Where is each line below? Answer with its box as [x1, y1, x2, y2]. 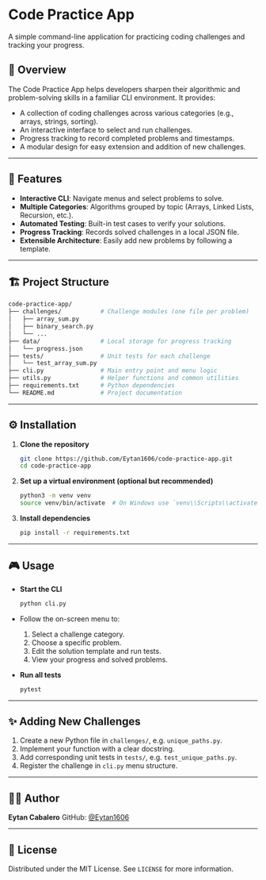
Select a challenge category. [31, 629, 125, 639]
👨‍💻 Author [8, 791, 60, 805]
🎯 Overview [8, 63, 66, 77]
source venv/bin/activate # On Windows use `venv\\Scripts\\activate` [19, 499, 261, 507]
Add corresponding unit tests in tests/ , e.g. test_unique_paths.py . [19, 752, 237, 763]
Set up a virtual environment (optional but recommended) [19, 476, 214, 486]
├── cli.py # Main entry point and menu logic [8, 367, 218, 375]
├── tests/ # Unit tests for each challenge [8, 352, 211, 360]
